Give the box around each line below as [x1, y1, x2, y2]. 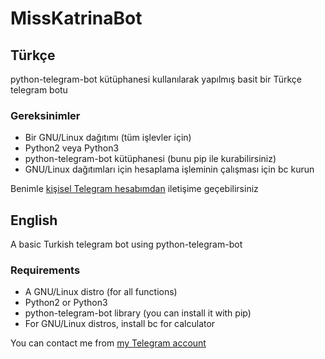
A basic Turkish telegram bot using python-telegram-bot [10, 238, 243, 251]
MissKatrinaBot [10, 7, 143, 30]
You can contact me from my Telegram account [10, 337, 207, 349]
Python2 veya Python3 [24, 142, 120, 154]
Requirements [10, 263, 81, 277]
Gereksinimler [10, 108, 81, 122]
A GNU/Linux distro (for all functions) [24, 286, 178, 298]
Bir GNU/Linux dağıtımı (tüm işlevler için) [24, 132, 192, 144]
